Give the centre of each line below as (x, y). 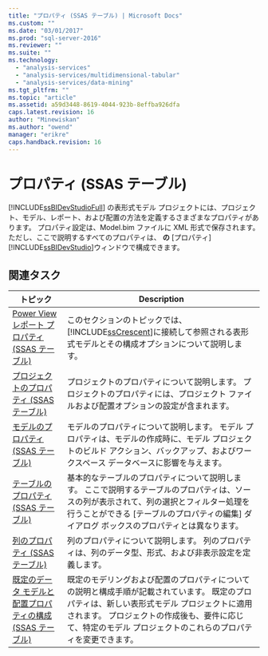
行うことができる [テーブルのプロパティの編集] (154, 514)
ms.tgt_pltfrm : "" (39, 90)
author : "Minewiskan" (44, 120)
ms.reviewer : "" (35, 46)
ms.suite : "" (30, 53)
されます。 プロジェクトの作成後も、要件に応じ (156, 616)
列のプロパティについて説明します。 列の (143, 541)
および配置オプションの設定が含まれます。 (154, 406)
